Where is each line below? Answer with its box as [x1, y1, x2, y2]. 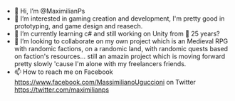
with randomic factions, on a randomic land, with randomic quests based [14, 45, 229, 53]
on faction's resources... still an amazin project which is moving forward [14, 52, 226, 60]
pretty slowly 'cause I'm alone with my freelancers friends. [14, 60, 187, 68]
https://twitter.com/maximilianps [14, 85, 109, 94]
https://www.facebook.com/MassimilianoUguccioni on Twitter [14, 78, 196, 86]
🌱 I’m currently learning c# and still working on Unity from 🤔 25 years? [14, 29, 220, 38]
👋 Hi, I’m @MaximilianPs [14, 7, 85, 15]
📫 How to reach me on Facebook [14, 68, 113, 76]
